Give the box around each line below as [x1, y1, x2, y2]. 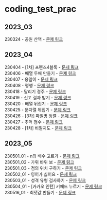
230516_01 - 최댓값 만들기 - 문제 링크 [4, 189, 76, 195]
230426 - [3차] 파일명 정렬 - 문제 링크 [4, 113, 78, 119]
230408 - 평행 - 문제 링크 [4, 82, 54, 88]
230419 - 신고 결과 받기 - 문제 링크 [4, 94, 71, 100]
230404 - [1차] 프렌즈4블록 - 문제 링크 [4, 64, 79, 70]
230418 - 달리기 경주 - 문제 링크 [4, 89, 66, 94]
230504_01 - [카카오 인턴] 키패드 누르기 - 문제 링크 [4, 183, 103, 189]
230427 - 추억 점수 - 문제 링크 [4, 119, 63, 125]
